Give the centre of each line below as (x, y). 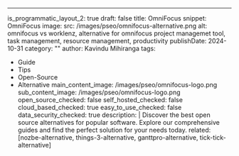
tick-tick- (213, 138)
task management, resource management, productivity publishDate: (107, 41)
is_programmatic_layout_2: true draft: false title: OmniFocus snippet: (107, 18)
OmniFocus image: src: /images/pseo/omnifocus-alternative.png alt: (107, 26)
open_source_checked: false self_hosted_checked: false (100, 100)
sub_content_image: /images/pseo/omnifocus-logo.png (99, 92)
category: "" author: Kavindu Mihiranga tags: (90, 48)
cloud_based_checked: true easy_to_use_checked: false (100, 107)
